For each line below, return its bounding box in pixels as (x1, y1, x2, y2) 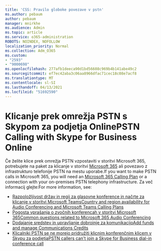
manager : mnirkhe (5, 21, 41, 26)
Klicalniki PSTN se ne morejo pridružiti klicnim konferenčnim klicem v (12, 230, 152, 236)
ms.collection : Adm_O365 (5, 48, 56, 53)
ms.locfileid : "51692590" (5, 89, 58, 94)
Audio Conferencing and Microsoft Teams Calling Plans (12, 204, 124, 210)
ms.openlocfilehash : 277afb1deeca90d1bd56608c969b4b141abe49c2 (5, 67, 137, 72)
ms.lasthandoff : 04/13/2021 (5, 84, 63, 90)
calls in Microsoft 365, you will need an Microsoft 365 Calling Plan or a (5, 174, 147, 180)
